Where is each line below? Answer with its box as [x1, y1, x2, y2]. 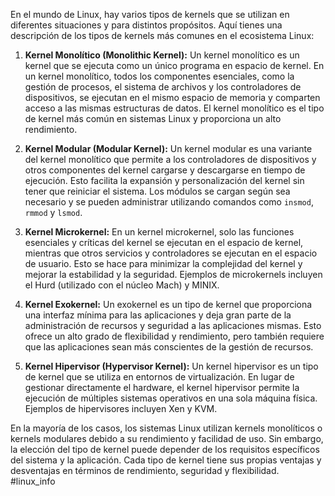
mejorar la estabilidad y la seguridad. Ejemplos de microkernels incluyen [24, 269, 323, 280]
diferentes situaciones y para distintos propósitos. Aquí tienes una [10, 19, 283, 31]
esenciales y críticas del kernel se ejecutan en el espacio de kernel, [24, 237, 304, 248]
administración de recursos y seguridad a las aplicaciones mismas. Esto [24, 320, 322, 331]
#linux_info [10, 475, 56, 487]
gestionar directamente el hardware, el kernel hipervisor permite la [24, 382, 300, 393]
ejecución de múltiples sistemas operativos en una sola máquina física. [24, 392, 318, 404]
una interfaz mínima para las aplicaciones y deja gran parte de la [24, 309, 292, 321]
